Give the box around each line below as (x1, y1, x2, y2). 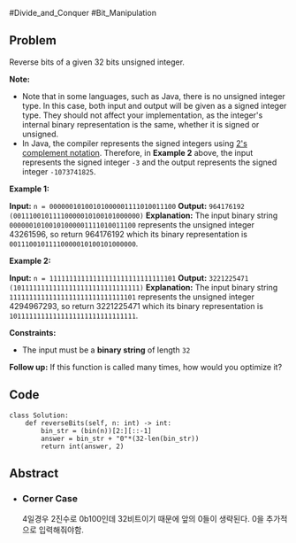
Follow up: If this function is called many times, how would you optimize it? (9, 361, 283, 372)
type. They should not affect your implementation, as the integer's (21, 110, 263, 120)
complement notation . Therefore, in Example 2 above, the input (21, 147, 254, 158)
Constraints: (9, 327, 57, 337)
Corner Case (21, 492, 78, 504)
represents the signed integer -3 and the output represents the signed (21, 157, 277, 167)
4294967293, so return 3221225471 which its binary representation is (9, 300, 263, 311)
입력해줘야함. (38, 524, 84, 535)
